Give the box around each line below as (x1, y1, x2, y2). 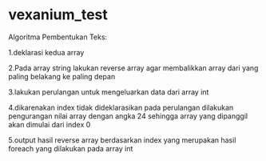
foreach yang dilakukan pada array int (8, 143, 133, 153)
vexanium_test (8, 6, 108, 24)
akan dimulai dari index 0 (8, 119, 91, 129)
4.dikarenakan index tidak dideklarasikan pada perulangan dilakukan (8, 103, 234, 112)
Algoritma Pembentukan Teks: (8, 32, 108, 42)
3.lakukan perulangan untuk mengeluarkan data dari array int (8, 87, 209, 97)
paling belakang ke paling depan (8, 71, 116, 81)
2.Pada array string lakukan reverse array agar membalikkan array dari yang (8, 62, 259, 73)
